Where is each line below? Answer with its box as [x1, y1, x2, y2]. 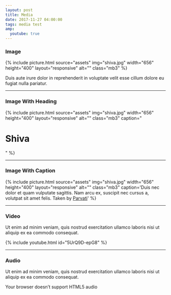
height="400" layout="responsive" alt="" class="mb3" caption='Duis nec [5, 184, 159, 190]
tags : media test [5, 21, 42, 27]
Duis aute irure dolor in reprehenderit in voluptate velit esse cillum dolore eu [5, 75, 164, 81]
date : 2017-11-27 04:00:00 [5, 17, 63, 22]
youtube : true [10, 31, 40, 36]
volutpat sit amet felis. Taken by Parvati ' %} [5, 195, 97, 201]
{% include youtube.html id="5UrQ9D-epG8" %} [5, 239, 107, 245]
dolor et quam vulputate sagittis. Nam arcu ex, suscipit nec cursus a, [5, 189, 149, 195]
